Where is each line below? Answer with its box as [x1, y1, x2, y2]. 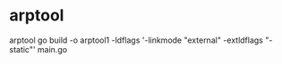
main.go [37, 44, 68, 54]
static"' [9, 44, 36, 54]
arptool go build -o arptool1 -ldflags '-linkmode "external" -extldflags [9, 35, 264, 45]
